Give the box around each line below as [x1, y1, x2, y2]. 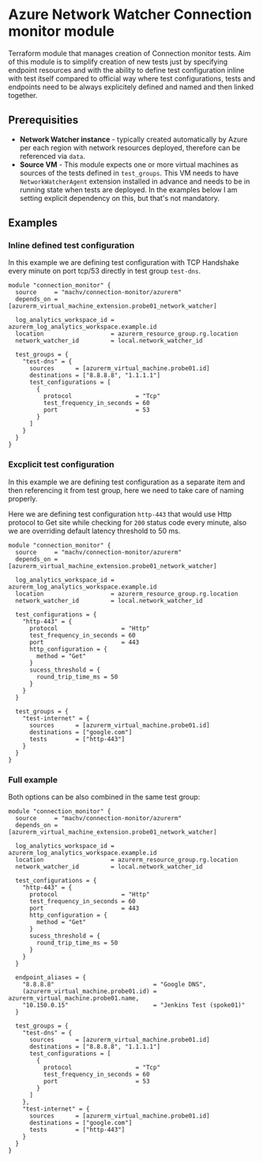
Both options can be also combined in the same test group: [8, 793, 201, 802]
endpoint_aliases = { [15, 974, 87, 982]
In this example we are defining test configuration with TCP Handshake [8, 258, 239, 267]
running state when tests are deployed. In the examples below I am [19, 184, 238, 195]
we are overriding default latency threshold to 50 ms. [8, 526, 181, 536]
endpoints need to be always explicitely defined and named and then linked [8, 81, 254, 92]
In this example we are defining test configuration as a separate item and [8, 477, 246, 486]
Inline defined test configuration [8, 240, 135, 251]
